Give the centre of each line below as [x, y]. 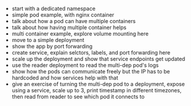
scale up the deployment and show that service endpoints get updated [98, 59]
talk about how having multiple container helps [69, 27]
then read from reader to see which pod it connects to [78, 97]
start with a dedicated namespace [54, 9]
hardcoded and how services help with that [65, 78]
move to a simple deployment [48, 40]
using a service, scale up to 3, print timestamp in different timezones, [96, 90]
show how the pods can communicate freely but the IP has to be [91, 71]
